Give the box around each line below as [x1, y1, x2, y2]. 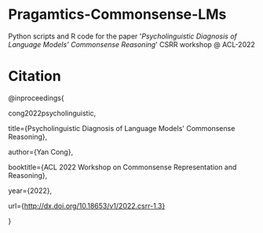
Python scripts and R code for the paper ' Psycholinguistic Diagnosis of [8, 31, 238, 41]
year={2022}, [8, 186, 53, 195]
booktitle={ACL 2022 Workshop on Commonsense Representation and [8, 162, 237, 172]
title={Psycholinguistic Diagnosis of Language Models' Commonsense [8, 123, 236, 133]
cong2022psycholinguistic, [8, 108, 97, 118]
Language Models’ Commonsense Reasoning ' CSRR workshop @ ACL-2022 [8, 39, 255, 49]
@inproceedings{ [8, 93, 64, 103]
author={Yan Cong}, [8, 147, 73, 156]
